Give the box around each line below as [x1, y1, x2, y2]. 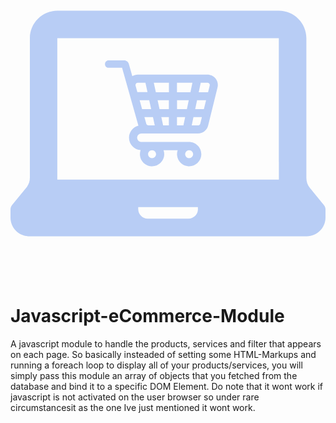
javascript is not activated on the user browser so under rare [10, 391, 260, 403]
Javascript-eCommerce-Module [10, 305, 285, 328]
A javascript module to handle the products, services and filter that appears [10, 337, 322, 350]
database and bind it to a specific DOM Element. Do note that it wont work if [10, 380, 323, 392]
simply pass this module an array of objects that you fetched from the [10, 369, 298, 381]
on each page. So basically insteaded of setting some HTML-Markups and [10, 348, 317, 360]
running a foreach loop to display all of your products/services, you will [10, 359, 303, 371]
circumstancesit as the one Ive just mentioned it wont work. [10, 401, 256, 413]
